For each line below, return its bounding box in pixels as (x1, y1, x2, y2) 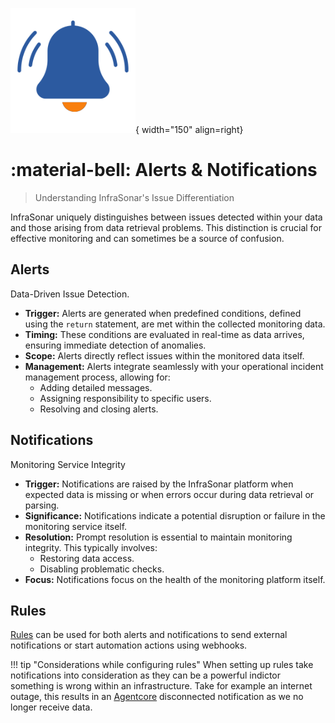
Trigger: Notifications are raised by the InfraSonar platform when (24, 478, 294, 490)
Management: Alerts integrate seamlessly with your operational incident (24, 360, 324, 372)
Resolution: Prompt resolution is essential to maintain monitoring (24, 531, 293, 543)
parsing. (24, 499, 60, 511)
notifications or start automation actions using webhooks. (10, 639, 248, 652)
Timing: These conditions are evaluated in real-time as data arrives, (24, 328, 305, 340)
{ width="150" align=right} (135, 124, 244, 135)
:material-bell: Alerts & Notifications (10, 159, 318, 182)
